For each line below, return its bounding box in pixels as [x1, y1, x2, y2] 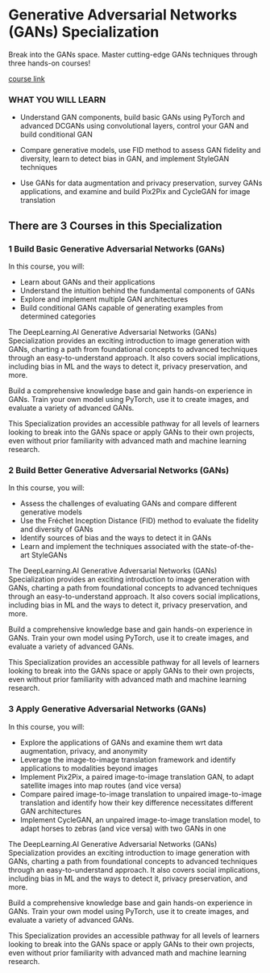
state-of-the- [210, 542, 255, 552]
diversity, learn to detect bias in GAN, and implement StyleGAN [19, 154, 230, 163]
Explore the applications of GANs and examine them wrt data [19, 738, 223, 747]
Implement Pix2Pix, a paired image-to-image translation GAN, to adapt [19, 772, 254, 781]
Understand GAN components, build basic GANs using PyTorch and [19, 112, 246, 122]
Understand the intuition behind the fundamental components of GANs [19, 286, 255, 295]
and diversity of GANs [19, 524, 94, 535]
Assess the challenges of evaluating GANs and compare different [19, 499, 238, 509]
